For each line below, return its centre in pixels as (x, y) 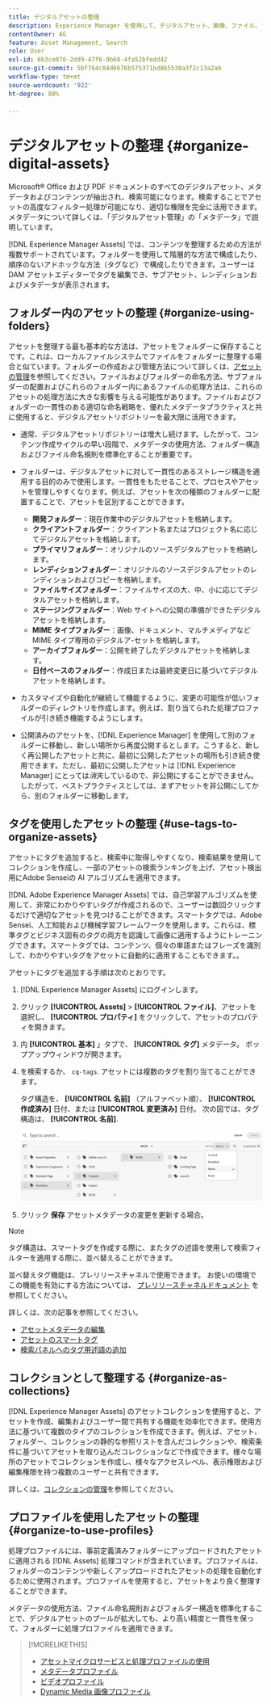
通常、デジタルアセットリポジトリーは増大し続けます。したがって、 (132, 434)
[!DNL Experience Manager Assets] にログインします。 (111, 989)
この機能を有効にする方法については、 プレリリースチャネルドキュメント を (134, 1285)
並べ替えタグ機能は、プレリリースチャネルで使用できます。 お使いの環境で (132, 1275)
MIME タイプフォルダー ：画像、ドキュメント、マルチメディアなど (142, 630)
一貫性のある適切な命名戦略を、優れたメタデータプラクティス (146, 407)
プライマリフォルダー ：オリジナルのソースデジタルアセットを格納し (145, 549)
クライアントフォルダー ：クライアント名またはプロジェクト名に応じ (145, 529)
